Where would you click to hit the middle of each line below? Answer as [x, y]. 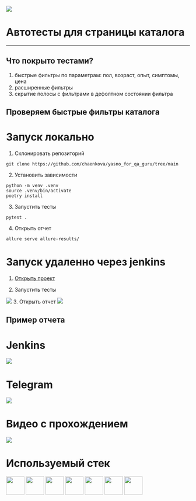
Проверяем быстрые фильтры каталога [83, 112]
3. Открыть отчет [35, 302]
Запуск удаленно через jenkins [86, 262]
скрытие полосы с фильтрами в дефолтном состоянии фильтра [94, 94]
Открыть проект [35, 278]
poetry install [24, 196]
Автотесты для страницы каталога [95, 32]
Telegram [29, 384]
